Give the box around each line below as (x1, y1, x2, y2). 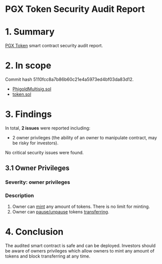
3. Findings (5, 109, 52, 120)
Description (5, 192, 34, 199)
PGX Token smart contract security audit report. (5, 43, 103, 49)
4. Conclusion (5, 226, 63, 237)
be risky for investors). (12, 140, 58, 146)
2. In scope (5, 60, 52, 71)
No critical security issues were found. (5, 150, 84, 155)
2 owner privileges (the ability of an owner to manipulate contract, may (12, 135, 157, 140)
